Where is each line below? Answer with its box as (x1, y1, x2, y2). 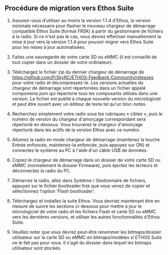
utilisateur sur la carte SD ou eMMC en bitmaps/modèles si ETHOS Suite (12, 234, 162, 240)
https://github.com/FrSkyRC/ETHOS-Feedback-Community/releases (12, 74, 154, 80)
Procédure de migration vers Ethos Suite (5, 4, 134, 13)
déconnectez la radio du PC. (12, 167, 71, 174)
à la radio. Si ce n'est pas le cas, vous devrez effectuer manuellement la (12, 33, 161, 39)
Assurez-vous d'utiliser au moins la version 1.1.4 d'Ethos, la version (12, 17, 151, 23)
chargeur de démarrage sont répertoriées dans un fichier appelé (12, 85, 146, 91)
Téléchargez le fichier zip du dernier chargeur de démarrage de (12, 69, 144, 75)
